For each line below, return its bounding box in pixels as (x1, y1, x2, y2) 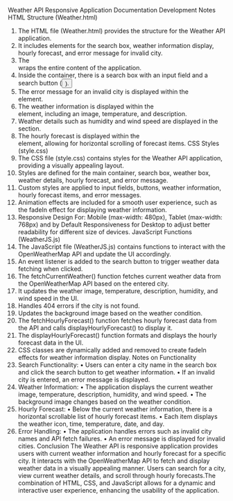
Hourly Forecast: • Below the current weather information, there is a (17, 405, 213, 413)
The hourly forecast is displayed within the (17, 132, 140, 140)
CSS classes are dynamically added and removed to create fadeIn (17, 346, 207, 354)
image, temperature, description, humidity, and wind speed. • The (17, 391, 207, 398)
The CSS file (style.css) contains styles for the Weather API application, (17, 154, 223, 162)
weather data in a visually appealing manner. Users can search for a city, (17, 464, 226, 472)
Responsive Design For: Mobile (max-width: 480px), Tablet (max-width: (17, 213, 223, 221)
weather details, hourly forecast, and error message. (17, 176, 169, 184)
